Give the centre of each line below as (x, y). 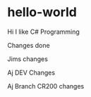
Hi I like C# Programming (43, 32)
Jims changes (28, 59)
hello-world (42, 12)
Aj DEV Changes (31, 72)
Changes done (29, 45)
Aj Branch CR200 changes (46, 86)
